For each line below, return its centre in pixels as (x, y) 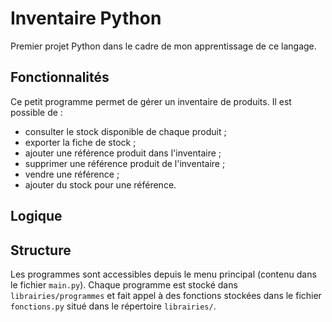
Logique (36, 216)
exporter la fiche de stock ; (80, 142)
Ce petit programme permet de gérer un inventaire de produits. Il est (151, 101)
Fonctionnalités (60, 77)
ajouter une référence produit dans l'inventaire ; (123, 153)
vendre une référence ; (72, 174)
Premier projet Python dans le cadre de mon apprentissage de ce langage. (163, 46)
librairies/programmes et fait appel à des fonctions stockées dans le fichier (166, 295)
